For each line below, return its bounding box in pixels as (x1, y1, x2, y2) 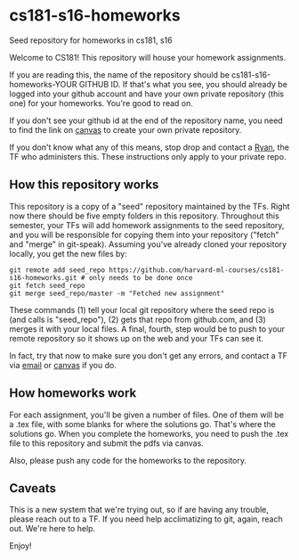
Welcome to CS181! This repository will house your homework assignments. (9, 52, 287, 62)
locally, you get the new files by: (9, 248, 127, 259)
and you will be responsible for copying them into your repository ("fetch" (9, 229, 279, 240)
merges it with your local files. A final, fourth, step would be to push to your (9, 323, 286, 334)
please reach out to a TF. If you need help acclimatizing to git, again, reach (9, 514, 283, 524)
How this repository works (9, 177, 159, 193)
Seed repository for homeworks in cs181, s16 (9, 35, 173, 45)
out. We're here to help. (9, 523, 96, 534)
